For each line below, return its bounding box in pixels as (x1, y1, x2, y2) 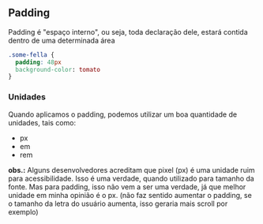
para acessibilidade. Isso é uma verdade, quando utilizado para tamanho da (8, 174, 254, 183)
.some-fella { (8, 50, 55, 58)
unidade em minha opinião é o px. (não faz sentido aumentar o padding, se (8, 190, 253, 200)
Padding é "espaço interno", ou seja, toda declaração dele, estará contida (8, 27, 249, 36)
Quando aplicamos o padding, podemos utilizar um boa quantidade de (8, 110, 238, 119)
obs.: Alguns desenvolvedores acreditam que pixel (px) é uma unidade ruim (8, 165, 255, 174)
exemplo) (8, 207, 39, 216)
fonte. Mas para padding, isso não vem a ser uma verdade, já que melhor (8, 181, 246, 192)
